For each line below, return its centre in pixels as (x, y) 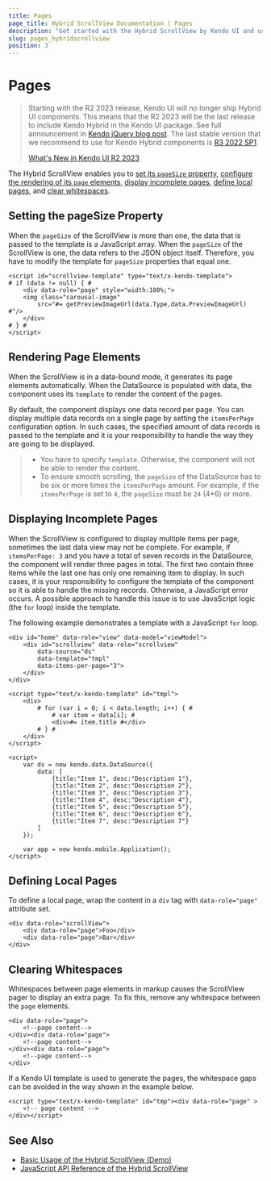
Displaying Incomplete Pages (83, 519)
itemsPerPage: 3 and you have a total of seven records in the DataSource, (131, 555)
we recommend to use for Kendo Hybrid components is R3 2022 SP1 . (144, 143)
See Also (31, 1140)
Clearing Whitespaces (66, 969)
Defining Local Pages (63, 881)
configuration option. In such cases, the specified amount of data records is (134, 426)
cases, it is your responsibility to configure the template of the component (131, 581)
